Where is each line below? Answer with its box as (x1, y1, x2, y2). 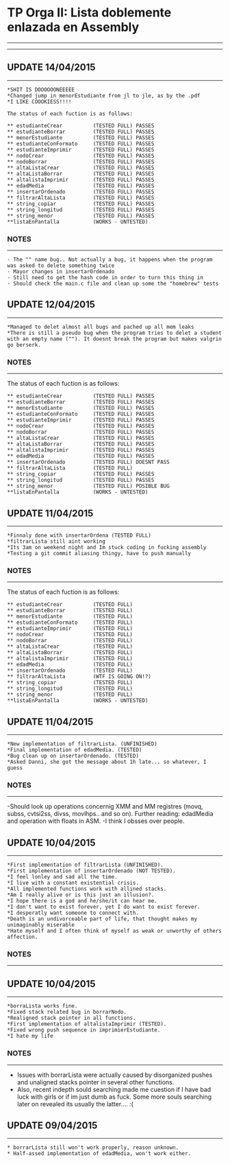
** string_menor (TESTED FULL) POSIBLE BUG (7, 482, 170, 490)
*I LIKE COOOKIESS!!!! (7, 98, 72, 105)
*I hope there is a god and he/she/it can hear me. (7, 898, 157, 905)
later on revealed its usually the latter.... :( (16, 1099, 133, 1108)
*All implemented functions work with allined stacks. (7, 885, 167, 893)
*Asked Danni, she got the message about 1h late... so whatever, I (7, 758, 207, 766)
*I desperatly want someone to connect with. (7, 909, 139, 917)
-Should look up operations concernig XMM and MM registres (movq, (7, 802, 203, 811)
